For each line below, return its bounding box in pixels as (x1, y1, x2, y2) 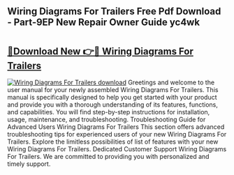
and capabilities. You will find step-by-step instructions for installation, (7, 108, 210, 116)
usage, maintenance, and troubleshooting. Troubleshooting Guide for (7, 115, 206, 123)
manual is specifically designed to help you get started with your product (7, 93, 218, 101)
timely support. (7, 160, 51, 168)
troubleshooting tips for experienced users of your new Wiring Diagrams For (7, 130, 227, 138)
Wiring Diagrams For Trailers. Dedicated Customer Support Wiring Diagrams (7, 145, 227, 153)
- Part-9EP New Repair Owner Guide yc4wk (7, 17, 200, 29)
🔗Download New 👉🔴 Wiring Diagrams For (7, 45, 194, 57)
